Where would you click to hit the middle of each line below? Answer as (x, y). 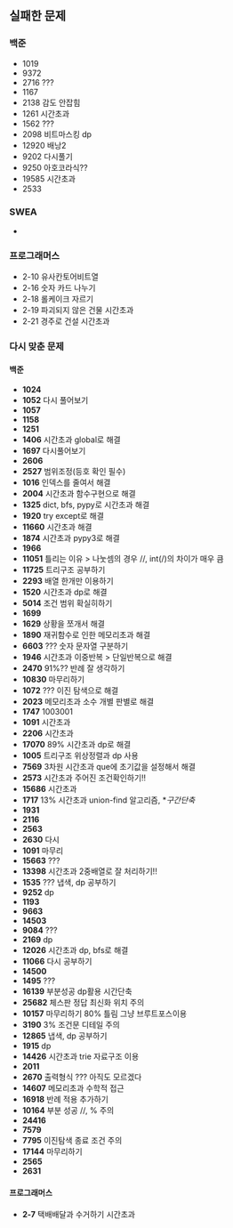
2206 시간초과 (48, 733)
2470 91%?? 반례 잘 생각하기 (73, 668)
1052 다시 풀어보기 (55, 400)
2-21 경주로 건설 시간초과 (66, 321)
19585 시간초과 (48, 178)
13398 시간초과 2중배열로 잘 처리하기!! (89, 871)
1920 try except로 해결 (63, 516)
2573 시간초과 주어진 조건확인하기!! (84, 778)
